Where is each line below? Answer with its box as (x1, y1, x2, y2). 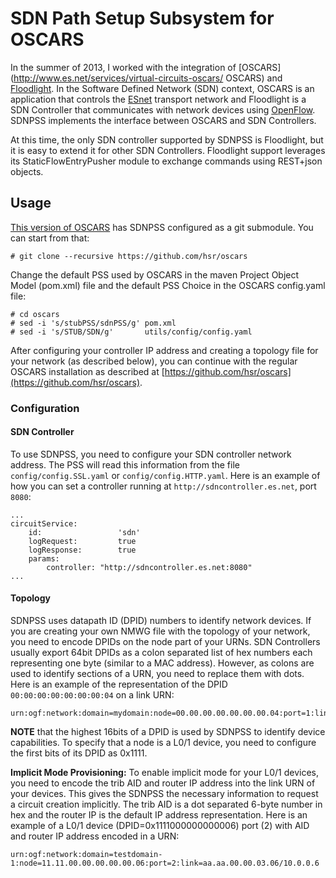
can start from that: (10, 232, 90, 244)
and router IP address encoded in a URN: (10, 830, 180, 842)
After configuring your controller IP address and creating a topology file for (10, 344, 319, 356)
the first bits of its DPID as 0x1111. (10, 747, 148, 759)
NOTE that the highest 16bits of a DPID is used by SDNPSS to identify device (10, 726, 326, 738)
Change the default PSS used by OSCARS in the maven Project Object (10, 268, 300, 281)
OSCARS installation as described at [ (10, 365, 165, 377)
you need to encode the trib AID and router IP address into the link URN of (10, 777, 316, 789)
